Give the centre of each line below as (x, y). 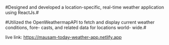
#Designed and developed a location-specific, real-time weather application (85, 7)
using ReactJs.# (22, 12)
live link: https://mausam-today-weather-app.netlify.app (64, 37)
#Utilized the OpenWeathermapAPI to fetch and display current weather (80, 22)
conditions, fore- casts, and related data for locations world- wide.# (76, 27)
